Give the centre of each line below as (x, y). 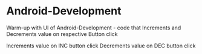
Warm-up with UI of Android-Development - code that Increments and (94, 28)
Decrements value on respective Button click (62, 34)
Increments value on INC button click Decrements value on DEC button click (101, 46)
